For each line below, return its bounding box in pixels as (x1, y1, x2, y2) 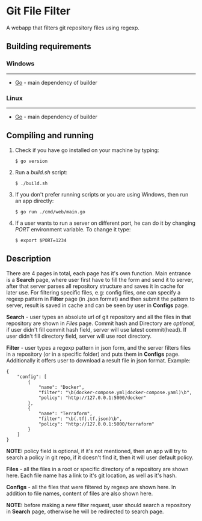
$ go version (14, 158, 48, 164)
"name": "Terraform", (38, 410, 93, 416)
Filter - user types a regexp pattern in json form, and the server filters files (6, 344, 191, 351)
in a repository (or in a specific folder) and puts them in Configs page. (6, 350, 180, 358)
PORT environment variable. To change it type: (14, 225, 131, 233)
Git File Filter (6, 4, 71, 18)
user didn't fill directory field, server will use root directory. (6, 332, 152, 340)
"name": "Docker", (38, 384, 85, 390)
